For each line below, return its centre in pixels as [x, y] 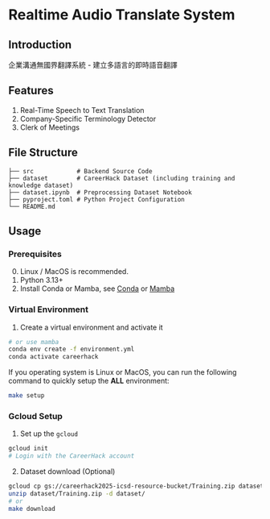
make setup [27, 396]
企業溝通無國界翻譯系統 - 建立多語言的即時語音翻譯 [93, 65]
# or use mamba [34, 342]
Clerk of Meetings [50, 127]
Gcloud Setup [35, 417]
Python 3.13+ [42, 280]
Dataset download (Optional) [67, 471]
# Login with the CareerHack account [72, 456]
